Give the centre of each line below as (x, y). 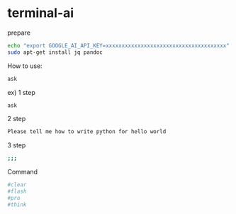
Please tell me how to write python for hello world (87, 132)
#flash (17, 192)
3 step (17, 145)
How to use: (25, 66)
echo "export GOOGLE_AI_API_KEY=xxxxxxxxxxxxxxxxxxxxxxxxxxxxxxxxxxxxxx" (119, 45)
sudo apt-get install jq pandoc (55, 52)
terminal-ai (41, 13)
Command (22, 172)
